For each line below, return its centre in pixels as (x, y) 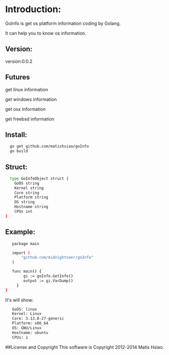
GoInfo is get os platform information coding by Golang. (63, 23)
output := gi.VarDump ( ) (48, 281)
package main (25, 244)
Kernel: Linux (27, 314)
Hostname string (32, 207)
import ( (21, 253)
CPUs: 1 (20, 337)
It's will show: (19, 300)
